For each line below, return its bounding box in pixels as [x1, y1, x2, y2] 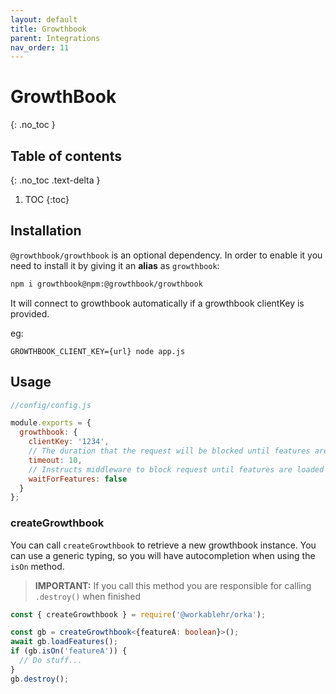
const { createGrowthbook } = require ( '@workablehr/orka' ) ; [10, 609, 267, 620]
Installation [10, 222, 82, 240]
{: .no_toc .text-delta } [10, 174, 101, 186]
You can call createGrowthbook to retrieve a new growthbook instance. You [10, 539, 317, 551]
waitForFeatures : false [28, 474, 128, 484]
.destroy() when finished [34, 590, 142, 602]
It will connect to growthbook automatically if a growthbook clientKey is [10, 297, 305, 309]
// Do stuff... [19, 656, 83, 666]
